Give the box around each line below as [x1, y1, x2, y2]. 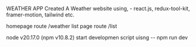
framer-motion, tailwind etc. [6, 11, 74, 18]
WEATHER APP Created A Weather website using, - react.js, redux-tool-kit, [6, 5, 191, 12]
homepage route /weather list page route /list [6, 23, 117, 29]
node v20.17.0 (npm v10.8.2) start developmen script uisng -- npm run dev [6, 34, 188, 41]
